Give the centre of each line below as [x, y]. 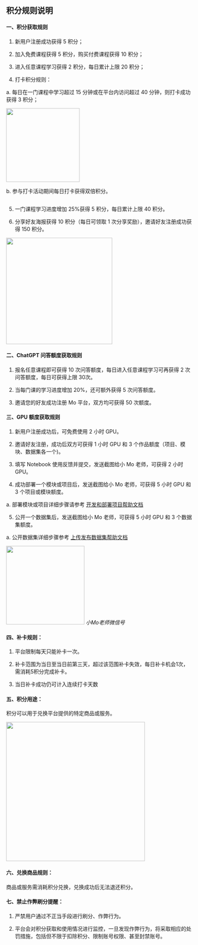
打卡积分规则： [33, 79]
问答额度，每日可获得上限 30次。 [55, 377]
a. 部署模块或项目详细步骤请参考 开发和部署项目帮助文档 [75, 504]
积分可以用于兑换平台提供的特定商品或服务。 [61, 713]
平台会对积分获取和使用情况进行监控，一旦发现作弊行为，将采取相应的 [100, 928]
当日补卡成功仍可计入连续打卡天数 [56, 684]
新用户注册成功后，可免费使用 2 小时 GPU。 [68, 431]
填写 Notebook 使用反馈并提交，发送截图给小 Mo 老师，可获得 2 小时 [99, 464]
